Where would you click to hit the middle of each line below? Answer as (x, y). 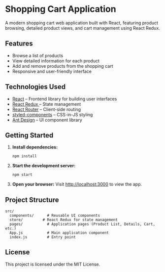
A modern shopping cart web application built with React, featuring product (82, 23)
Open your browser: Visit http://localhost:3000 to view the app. (77, 184)
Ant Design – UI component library (47, 120)
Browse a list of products (37, 55)
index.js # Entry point (43, 237)
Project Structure (32, 200)
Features (19, 44)
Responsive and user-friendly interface (52, 71)
